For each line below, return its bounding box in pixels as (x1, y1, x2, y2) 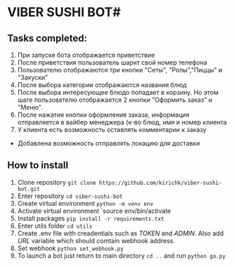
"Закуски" (17, 73, 48, 82)
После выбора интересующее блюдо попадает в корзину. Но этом (17, 89, 219, 96)
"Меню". (17, 103, 44, 111)
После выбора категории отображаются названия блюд (17, 81, 188, 89)
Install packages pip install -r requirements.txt (17, 214, 164, 222)
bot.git (17, 185, 40, 193)
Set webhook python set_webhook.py (17, 244, 124, 252)
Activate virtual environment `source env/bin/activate (17, 207, 171, 215)
